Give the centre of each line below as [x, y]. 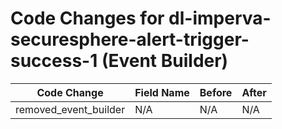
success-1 [54, 61]
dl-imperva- [220, 18]
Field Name [162, 92]
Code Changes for [87, 18]
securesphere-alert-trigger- [130, 39]
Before [216, 92]
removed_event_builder [70, 109]
